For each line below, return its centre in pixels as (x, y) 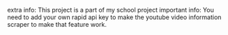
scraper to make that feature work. (57, 24)
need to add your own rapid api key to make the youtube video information (114, 17)
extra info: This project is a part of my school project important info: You (111, 10)
